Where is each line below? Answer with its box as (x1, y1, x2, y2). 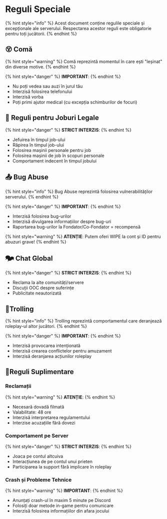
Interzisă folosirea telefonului (12, 88, 72, 94)
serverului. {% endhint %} (5, 194, 59, 200)
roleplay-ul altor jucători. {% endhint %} (5, 323, 87, 329)
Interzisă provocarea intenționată (12, 342, 81, 348)
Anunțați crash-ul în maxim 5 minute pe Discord (12, 497, 111, 503)
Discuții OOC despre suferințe (12, 285, 74, 291)
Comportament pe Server (5, 432, 68, 439)
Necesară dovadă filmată (12, 403, 64, 409)
